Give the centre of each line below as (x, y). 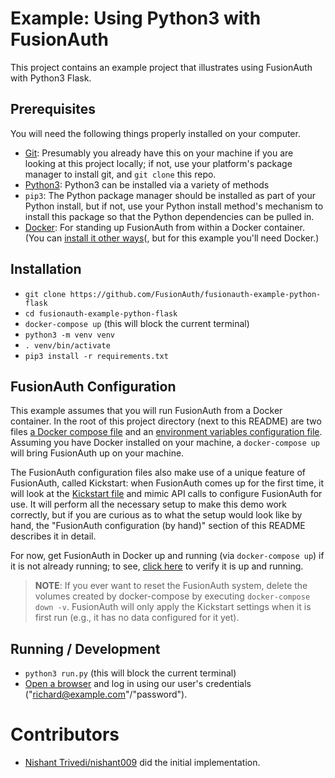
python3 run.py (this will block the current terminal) (130, 673)
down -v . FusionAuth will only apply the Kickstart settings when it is (173, 607)
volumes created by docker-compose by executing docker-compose (172, 596)
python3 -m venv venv (69, 335)
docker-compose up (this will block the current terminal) (137, 323)
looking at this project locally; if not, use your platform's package (158, 163)
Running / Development (85, 648)
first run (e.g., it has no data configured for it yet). (137, 618)
